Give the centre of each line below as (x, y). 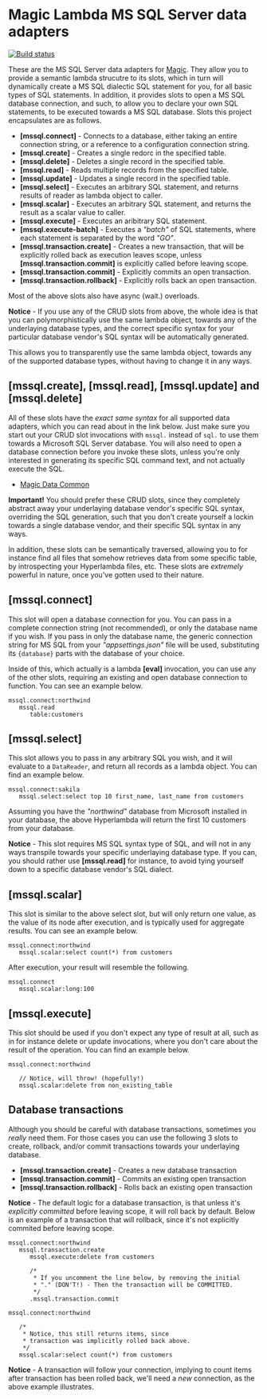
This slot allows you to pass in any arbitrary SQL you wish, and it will (120, 758)
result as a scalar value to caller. (73, 212)
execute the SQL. (37, 469)
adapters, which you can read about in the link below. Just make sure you (129, 426)
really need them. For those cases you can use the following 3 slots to (123, 1137)
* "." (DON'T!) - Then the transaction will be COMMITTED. (133, 1285)
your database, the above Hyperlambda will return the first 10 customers (127, 820)
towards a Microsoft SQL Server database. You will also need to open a (125, 443)
